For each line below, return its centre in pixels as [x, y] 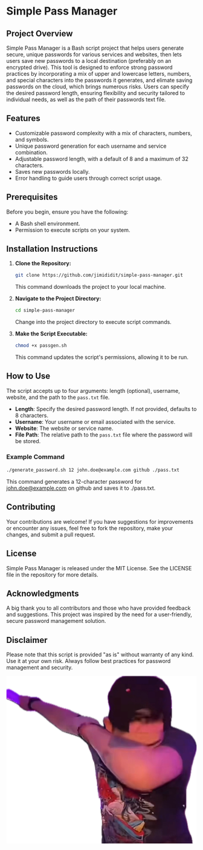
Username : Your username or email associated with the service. [95, 421]
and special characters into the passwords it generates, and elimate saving [99, 80]
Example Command [36, 456]
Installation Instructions [52, 249]
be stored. [28, 441]
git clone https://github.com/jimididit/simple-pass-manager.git [99, 275]
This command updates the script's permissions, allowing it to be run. [102, 357]
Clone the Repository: [43, 263]
